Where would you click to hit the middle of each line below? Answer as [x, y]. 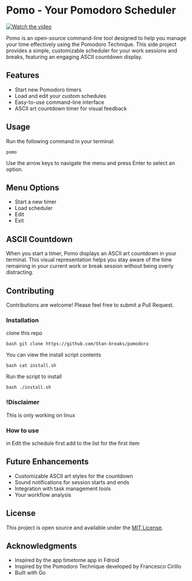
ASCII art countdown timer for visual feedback [71, 108]
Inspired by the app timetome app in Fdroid [67, 560]
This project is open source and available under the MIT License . [85, 527]
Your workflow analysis [43, 495]
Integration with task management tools [63, 488]
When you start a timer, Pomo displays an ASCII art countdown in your [91, 254]
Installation [23, 320]
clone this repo [24, 333]
